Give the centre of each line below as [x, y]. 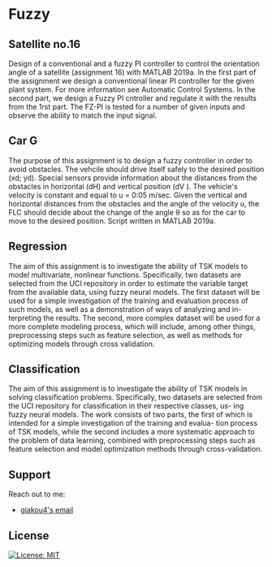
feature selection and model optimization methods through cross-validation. [135, 449]
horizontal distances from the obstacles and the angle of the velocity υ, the [134, 203]
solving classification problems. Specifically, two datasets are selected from [136, 397]
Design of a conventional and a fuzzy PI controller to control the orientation [134, 63]
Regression [38, 247]
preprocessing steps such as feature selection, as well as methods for [125, 335]
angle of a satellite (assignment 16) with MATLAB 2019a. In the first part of [132, 72]
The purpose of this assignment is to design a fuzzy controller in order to [131, 160]
